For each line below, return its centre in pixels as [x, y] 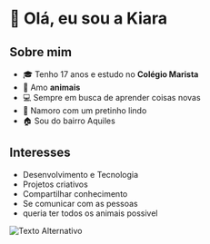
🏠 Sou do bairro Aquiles [69, 121]
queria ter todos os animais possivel [90, 213]
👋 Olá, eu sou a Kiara [89, 19]
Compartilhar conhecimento [75, 193]
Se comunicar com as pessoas [80, 203]
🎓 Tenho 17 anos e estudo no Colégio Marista [110, 74]
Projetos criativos [55, 184]
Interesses [40, 153]
